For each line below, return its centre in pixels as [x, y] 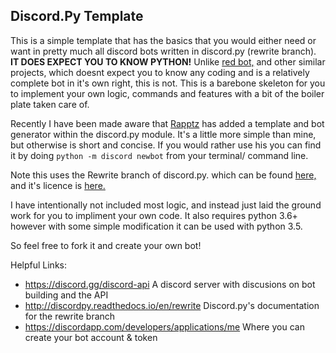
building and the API [66, 295]
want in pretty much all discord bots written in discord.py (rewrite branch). [163, 51]
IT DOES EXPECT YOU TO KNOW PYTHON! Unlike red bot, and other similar [168, 61]
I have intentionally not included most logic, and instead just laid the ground [166, 205]
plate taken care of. [50, 104]
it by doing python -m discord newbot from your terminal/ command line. [159, 155]
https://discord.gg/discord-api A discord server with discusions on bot [170, 284]
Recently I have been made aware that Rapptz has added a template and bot [167, 123]
